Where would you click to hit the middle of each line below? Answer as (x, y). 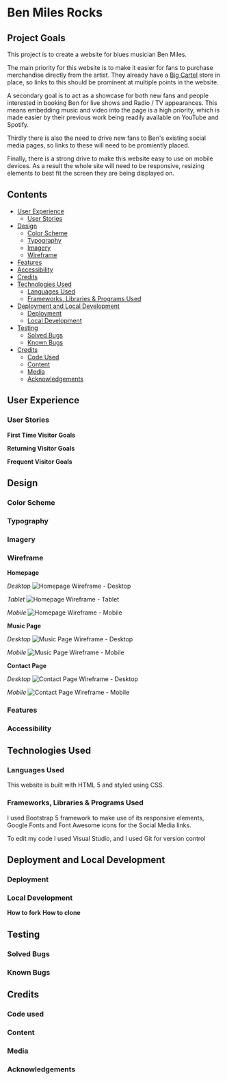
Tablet (16, 599)
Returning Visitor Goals (41, 448)
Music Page (24, 626)
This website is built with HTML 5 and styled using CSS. (86, 785)
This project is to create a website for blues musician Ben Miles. (97, 54)
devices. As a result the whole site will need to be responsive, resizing (106, 166)
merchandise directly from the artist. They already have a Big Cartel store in (114, 75)
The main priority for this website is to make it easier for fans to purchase (110, 68)
